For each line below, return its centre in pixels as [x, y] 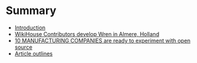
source [24, 47]
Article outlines [34, 53]
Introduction [30, 28]
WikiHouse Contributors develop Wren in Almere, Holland [87, 34]
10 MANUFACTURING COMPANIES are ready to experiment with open [102, 40]
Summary [31, 11]
